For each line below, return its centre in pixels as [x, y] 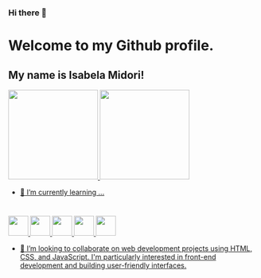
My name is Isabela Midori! [76, 75]
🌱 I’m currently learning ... [62, 192]
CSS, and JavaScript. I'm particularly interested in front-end [118, 257]
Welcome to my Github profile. [111, 46]
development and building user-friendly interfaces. [103, 265]
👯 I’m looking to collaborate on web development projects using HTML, [136, 249]
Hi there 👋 [28, 13]
